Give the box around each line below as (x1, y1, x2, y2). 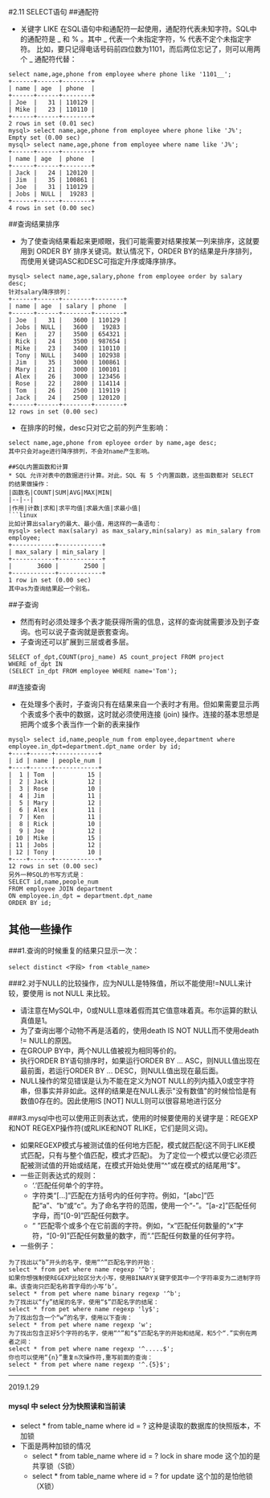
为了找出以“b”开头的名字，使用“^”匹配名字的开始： (8, 1258, 156, 1266)
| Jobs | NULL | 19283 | (8, 190, 95, 198)
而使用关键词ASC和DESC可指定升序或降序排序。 (19, 257, 181, 265)
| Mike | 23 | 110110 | (8, 105, 95, 113)
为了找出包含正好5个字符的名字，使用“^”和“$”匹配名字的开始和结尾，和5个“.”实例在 (8, 1329, 252, 1337)
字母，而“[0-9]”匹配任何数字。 (31, 1210, 134, 1220)
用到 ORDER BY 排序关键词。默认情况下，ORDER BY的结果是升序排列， (19, 246, 257, 256)
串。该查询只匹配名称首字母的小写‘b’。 (8, 1282, 121, 1290)
